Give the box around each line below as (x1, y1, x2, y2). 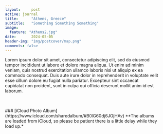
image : (5, 25, 18, 30)
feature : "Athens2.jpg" (9, 30, 57, 35)
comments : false (5, 43, 38, 48)
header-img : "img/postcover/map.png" (5, 39, 82, 44)
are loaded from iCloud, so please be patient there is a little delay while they (5, 118, 157, 124)
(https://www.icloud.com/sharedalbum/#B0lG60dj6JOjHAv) (5, 113, 125, 118)
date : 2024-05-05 (5, 35, 54, 39)
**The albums (125, 113, 155, 118)
